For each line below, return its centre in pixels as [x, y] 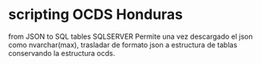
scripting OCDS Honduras [96, 15]
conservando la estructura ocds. [62, 53]
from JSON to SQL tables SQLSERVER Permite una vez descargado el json [130, 36]
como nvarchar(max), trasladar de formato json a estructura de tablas [123, 44]
